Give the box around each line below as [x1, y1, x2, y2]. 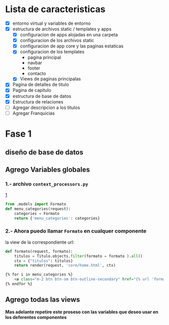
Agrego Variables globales [5, 165, 90, 174]
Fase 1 [5, 128, 32, 139]
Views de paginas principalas [20, 76, 81, 82]
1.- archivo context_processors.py [5, 180, 89, 187]
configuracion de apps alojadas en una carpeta [20, 32, 118, 38]
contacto [27, 71, 46, 77]
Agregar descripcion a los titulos [12, 104, 80, 111]
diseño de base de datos [5, 148, 84, 157]
